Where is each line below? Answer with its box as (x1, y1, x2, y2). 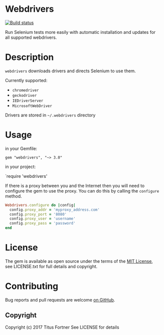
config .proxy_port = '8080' (9, 212, 67, 217)
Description (5, 52, 54, 63)
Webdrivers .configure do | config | (5, 202, 76, 207)
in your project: (5, 164, 36, 169)
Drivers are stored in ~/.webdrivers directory (5, 112, 96, 118)
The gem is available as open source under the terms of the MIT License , (5, 258, 153, 264)
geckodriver (12, 93, 37, 98)
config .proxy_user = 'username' (9, 216, 76, 222)
